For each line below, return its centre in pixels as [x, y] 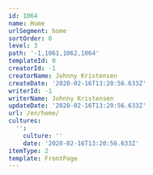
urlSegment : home [38, 31]
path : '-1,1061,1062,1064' [54, 53]
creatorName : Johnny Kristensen [63, 76]
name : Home [27, 23]
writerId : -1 [30, 91]
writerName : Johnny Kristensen [61, 98]
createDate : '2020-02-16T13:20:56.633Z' [78, 83]
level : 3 [23, 46]
